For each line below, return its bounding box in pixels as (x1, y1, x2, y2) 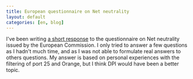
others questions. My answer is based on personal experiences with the (6, 54, 180, 61)
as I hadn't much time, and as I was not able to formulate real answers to (6, 48, 181, 55)
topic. (6, 67, 20, 74)
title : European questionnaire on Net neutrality (6, 8, 130, 15)
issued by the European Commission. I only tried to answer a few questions (6, 42, 188, 49)
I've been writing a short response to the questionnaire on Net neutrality (6, 36, 180, 43)
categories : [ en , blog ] (6, 19, 64, 25)
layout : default (6, 14, 46, 20)
